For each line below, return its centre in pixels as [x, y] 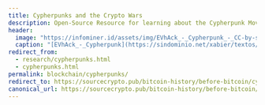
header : [21, 30]
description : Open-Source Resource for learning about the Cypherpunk [127, 23]
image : [26, 37]
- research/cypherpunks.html [63, 60]
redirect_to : [30, 81]
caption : [30, 45]
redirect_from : [33, 52]
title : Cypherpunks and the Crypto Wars [76, 15]
